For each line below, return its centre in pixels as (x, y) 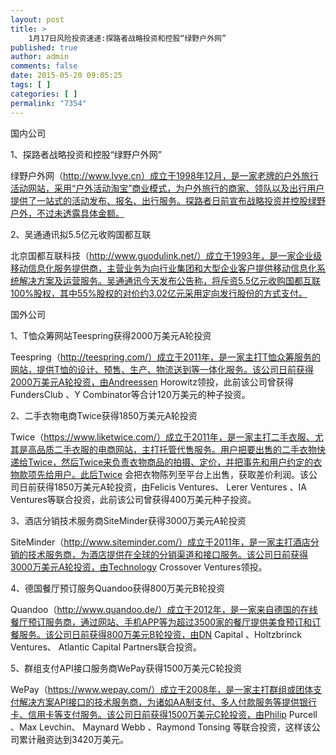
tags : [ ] (31, 85)
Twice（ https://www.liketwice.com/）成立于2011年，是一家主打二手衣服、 (162, 437)
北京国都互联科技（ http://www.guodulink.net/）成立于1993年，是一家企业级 (166, 255)
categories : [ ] (44, 94)
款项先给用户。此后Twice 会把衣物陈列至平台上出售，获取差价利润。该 (164, 474)
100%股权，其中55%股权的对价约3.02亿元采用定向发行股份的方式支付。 (159, 293)
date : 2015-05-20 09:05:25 (66, 76)
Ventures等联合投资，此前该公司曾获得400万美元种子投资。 (133, 499)
